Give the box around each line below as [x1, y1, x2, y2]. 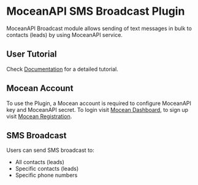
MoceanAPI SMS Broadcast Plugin [6, 4, 185, 18]
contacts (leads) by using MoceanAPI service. [6, 31, 123, 38]
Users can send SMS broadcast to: [6, 146, 95, 154]
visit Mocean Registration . [6, 112, 72, 120]
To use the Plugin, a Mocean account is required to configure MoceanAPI [6, 100, 192, 107]
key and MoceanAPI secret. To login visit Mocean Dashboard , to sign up [6, 106, 189, 113]
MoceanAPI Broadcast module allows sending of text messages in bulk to [6, 25, 192, 32]
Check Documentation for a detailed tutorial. [6, 65, 118, 73]
